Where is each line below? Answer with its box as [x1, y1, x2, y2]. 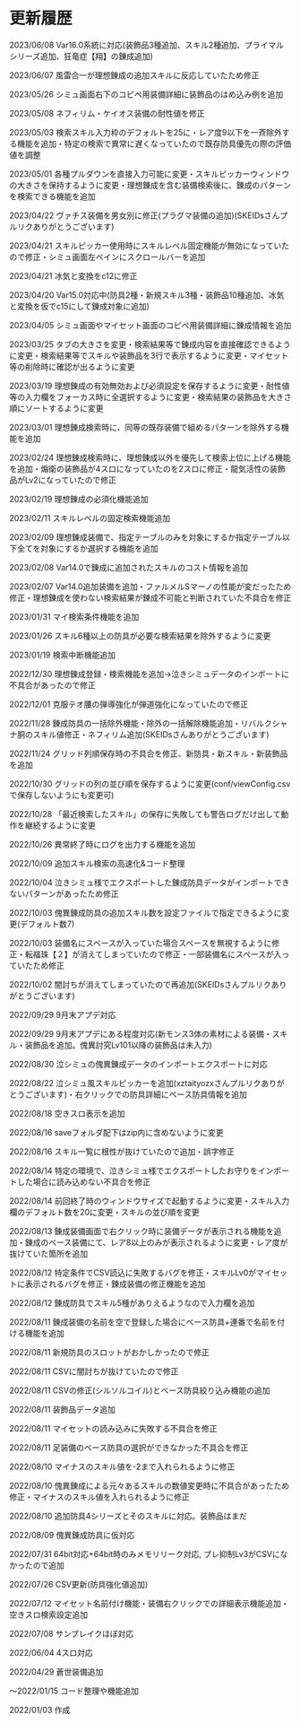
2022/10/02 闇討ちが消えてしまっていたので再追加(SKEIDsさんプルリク [9, 979, 271, 989]
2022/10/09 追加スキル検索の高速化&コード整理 [9, 857, 185, 868]
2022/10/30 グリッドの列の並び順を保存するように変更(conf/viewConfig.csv [9, 778, 291, 789]
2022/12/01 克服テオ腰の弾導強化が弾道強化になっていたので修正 [9, 699, 249, 709]
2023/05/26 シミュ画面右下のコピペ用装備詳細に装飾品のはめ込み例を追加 [9, 89, 284, 100]
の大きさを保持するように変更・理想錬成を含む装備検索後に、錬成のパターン [9, 179, 291, 190]
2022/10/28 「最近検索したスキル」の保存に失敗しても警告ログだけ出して [9, 808, 281, 819]
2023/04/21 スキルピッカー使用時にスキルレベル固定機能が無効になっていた [9, 239, 289, 251]
